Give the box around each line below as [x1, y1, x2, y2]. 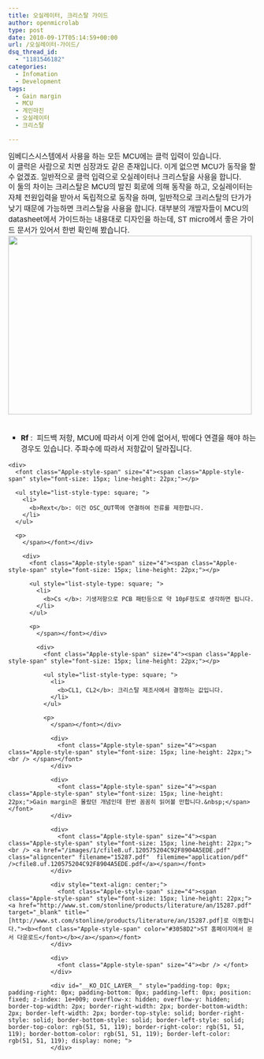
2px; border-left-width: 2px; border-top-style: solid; [8, 1009, 195, 1017]
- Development [15, 77, 61, 85]
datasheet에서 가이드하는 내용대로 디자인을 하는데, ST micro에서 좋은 [8, 214, 239, 225]
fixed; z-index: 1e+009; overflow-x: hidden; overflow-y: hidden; [8, 995, 231, 1003]
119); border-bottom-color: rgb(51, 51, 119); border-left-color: [8, 1030, 231, 1038]
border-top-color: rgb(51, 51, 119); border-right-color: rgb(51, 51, [8, 1023, 245, 1031]
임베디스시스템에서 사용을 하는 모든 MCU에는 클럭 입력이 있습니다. [8, 151, 221, 162]
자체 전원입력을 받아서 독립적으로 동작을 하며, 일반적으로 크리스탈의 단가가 [8, 192, 252, 203]
